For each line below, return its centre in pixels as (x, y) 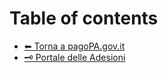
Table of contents (84, 18)
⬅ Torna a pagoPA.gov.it (74, 46)
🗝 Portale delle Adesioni (74, 57)
